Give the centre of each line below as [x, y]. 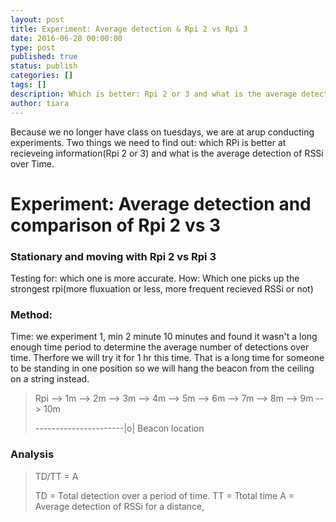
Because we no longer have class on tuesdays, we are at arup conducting [162, 132]
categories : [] [42, 76]
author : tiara [40, 103]
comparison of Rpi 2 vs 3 [116, 225]
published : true [44, 57]
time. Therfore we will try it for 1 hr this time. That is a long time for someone [167, 358]
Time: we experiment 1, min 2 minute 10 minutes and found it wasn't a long [164, 337]
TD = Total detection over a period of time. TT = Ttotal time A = [164, 495]
